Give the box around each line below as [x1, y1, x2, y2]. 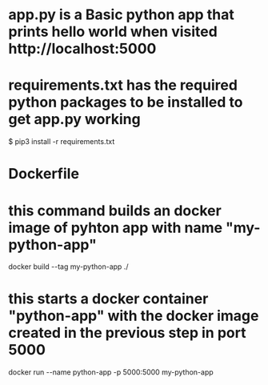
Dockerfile [8, 165, 80, 183]
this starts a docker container [8, 290, 209, 308]
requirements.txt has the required [8, 76, 238, 94]
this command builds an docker [8, 202, 222, 219]
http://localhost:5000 [8, 40, 157, 58]
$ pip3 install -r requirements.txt [8, 137, 115, 146]
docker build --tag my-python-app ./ [8, 262, 129, 271]
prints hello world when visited [8, 22, 218, 41]
